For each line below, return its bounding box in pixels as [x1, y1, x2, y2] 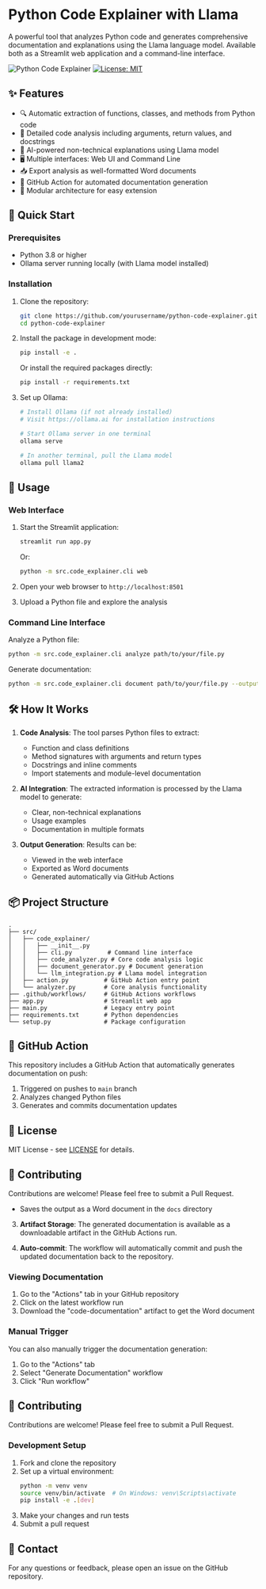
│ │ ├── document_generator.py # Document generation [8, 962, 203, 970]
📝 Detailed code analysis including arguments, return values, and [19, 128, 232, 138]
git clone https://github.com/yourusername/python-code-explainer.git [19, 311, 258, 320]
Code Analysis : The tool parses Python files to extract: [19, 727, 199, 737]
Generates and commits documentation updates [19, 1101, 177, 1111]
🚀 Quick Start [8, 208, 75, 223]
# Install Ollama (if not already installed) [19, 408, 173, 417]
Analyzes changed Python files [19, 1092, 121, 1102]
